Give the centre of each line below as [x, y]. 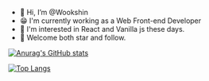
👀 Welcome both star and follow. [73, 37]
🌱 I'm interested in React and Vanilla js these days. [102, 29]
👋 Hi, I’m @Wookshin [54, 12]
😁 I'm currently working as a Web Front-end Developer [110, 21]
